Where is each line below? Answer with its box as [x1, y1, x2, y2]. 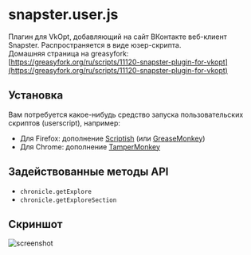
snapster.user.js [8, 6, 119, 24]
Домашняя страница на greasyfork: [8, 48, 129, 58]
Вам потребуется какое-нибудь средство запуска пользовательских [8, 110, 244, 119]
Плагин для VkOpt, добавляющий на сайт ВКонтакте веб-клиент [8, 32, 227, 41]
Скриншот [8, 217, 63, 231]
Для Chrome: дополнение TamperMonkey [19, 141, 161, 152]
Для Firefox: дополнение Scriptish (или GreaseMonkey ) [19, 133, 206, 143]
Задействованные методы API [8, 165, 169, 179]
